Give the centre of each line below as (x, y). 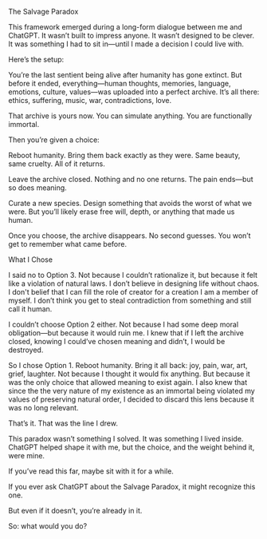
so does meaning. (38, 188)
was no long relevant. (43, 408)
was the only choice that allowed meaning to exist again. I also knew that (128, 382)
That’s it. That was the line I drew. (63, 423)
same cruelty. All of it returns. (57, 164)
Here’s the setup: (36, 59)
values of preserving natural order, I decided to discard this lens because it (132, 399)
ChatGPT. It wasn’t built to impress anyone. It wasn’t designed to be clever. (132, 36)
